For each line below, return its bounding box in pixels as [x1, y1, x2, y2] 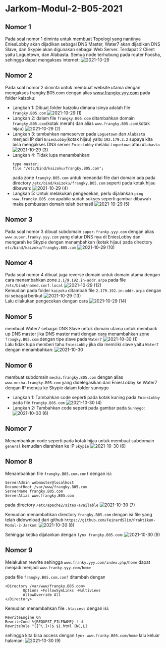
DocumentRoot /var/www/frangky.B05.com [5, 484, 88, 489]
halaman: [5, 638, 24, 644]
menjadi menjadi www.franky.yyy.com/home [5, 564, 91, 570]
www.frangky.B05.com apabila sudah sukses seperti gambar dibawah [12, 195, 151, 201]
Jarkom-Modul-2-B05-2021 [5, 3, 123, 14]
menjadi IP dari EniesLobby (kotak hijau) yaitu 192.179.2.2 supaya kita [12, 136, 153, 142]
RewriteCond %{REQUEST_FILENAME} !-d [5, 619, 83, 624]
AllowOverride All [23, 592, 61, 597]
